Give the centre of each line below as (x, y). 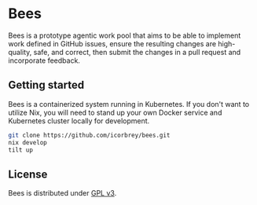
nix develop (28, 142)
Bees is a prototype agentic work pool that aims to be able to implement (125, 35)
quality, (20, 52)
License (28, 174)
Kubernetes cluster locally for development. (79, 121)
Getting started (46, 85)
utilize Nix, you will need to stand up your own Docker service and (115, 112)
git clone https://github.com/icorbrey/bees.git (89, 135)
